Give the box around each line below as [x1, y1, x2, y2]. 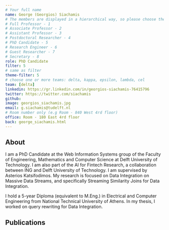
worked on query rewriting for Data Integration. [5, 204, 103, 210]
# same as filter [5, 68, 42, 73]
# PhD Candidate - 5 [5, 40, 49, 45]
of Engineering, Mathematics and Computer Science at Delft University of [5, 157, 157, 163]
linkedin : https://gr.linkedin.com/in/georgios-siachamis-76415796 [5, 86, 150, 92]
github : [5, 96, 22, 101]
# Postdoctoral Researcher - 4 [5, 36, 71, 41]
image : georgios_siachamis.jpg [5, 101, 71, 106]
